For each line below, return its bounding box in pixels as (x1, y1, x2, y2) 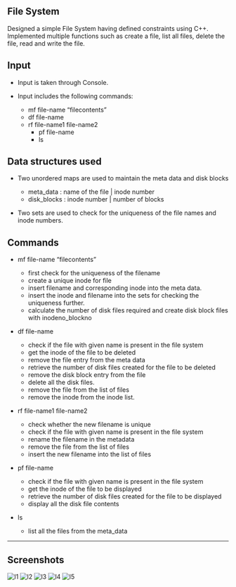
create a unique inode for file (27, 277, 112, 285)
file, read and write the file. (7, 39, 86, 48)
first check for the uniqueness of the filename (27, 269, 160, 277)
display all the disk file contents (27, 500, 119, 508)
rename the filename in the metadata (27, 435, 135, 444)
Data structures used (7, 156, 102, 168)
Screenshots (7, 554, 65, 566)
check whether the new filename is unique (27, 421, 151, 429)
